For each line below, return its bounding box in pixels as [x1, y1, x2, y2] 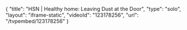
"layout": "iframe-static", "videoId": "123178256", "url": [5, 12, 139, 18]
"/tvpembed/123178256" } [5, 18, 69, 24]
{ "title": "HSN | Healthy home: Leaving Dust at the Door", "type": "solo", [5, 6, 182, 12]
